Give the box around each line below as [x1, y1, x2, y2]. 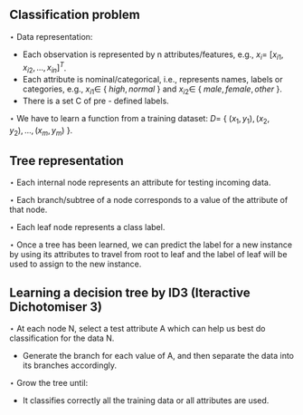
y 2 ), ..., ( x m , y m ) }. [9, 124, 73, 138]
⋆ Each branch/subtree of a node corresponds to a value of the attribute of [9, 195, 289, 206]
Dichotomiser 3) [9, 299, 102, 314]
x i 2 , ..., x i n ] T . [22, 61, 67, 75]
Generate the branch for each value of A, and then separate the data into [22, 351, 294, 362]
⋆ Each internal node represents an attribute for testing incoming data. [9, 177, 271, 188]
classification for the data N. [9, 333, 115, 343]
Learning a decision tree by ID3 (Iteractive [9, 285, 251, 300]
